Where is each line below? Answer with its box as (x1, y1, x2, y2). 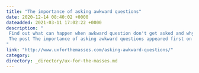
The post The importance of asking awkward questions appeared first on (8, 36, 192, 42)
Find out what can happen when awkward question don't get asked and (8, 31, 184, 36)
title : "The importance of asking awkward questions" (6, 8, 142, 15)
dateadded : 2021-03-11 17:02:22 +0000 (6, 19, 102, 25)
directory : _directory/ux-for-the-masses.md (6, 58, 118, 64)
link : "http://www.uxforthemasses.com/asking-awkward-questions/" (6, 47, 174, 53)
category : (6, 52, 31, 58)
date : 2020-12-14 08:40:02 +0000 (6, 14, 89, 20)
